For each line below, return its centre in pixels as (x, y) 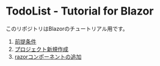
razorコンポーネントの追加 (48, 56)
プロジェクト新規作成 (41, 49)
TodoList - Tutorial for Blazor (80, 11)
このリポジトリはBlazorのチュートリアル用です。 (67, 28)
